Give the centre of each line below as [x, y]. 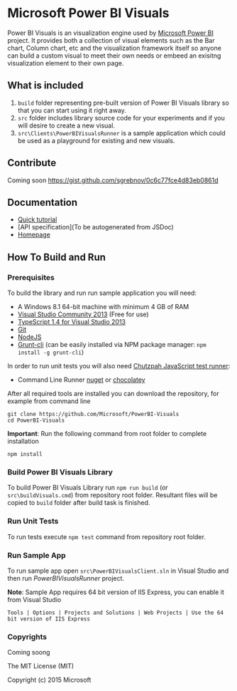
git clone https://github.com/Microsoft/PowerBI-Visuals [93, 415]
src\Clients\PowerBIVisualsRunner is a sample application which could [121, 133]
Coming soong [29, 653]
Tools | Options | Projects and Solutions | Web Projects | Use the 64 [115, 613]
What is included [45, 86]
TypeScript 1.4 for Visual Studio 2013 [72, 322]
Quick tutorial [37, 219]
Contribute [32, 163]
